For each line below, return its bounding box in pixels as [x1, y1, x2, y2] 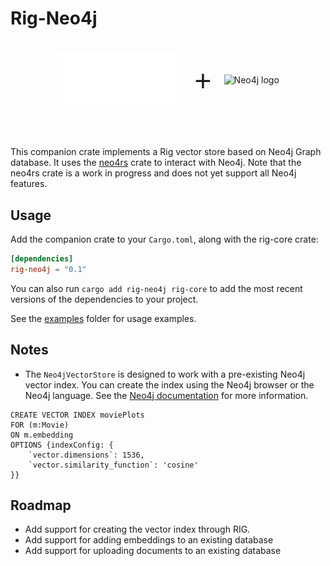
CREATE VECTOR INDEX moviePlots [10, 410, 145, 420]
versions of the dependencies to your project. [10, 293, 199, 305]
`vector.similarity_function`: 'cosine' [28, 460, 199, 470]
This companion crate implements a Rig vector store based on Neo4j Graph [10, 146, 322, 158]
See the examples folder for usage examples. [10, 312, 197, 324]
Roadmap [10, 497, 72, 514]
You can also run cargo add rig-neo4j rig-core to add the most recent [10, 282, 303, 294]
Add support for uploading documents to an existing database [24, 545, 282, 557]
